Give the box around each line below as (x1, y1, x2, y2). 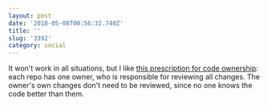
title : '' (8, 26, 42, 34)
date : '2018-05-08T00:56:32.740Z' (8, 19, 124, 27)
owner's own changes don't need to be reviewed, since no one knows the (8, 81, 253, 91)
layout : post (8, 11, 52, 20)
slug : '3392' (8, 34, 52, 42)
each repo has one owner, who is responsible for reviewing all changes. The (8, 72, 261, 82)
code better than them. (8, 89, 84, 99)
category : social (8, 42, 67, 50)
